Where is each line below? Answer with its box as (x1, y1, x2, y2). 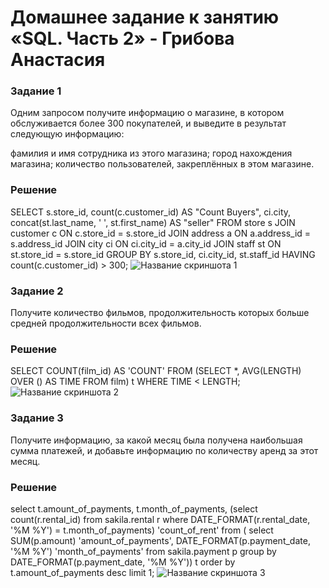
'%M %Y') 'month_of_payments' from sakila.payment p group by (10, 545, 277, 557)
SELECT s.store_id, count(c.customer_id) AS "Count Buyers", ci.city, (10, 206, 292, 218)
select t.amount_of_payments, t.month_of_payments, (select (10, 502, 258, 515)
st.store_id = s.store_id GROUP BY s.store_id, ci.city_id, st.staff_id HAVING (10, 248, 316, 260)
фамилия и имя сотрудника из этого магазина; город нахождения (10, 147, 293, 160)
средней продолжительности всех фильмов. (10, 317, 202, 330)
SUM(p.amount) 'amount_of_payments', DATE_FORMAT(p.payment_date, (10, 534, 311, 546)
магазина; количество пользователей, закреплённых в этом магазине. (10, 158, 315, 170)
